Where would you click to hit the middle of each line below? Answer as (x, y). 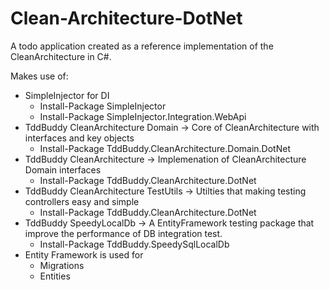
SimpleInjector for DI (67, 95)
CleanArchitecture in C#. (61, 56)
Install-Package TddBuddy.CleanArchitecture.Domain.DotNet (165, 148)
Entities (55, 276)
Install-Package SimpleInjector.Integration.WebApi (143, 116)
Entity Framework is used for (84, 254)
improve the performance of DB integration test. (123, 233)
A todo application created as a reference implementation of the (142, 46)
